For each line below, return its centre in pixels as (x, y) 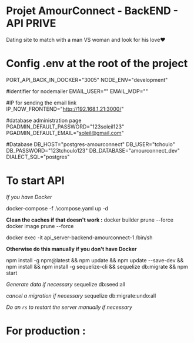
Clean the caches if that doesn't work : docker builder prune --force (90, 220)
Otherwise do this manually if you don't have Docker (71, 249)
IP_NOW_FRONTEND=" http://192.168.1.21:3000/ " (65, 109)
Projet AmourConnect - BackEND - (92, 11)
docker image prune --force (40, 226)
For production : (46, 331)
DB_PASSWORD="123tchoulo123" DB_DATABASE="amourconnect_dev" (93, 150)
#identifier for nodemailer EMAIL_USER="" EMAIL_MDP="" (77, 91)
